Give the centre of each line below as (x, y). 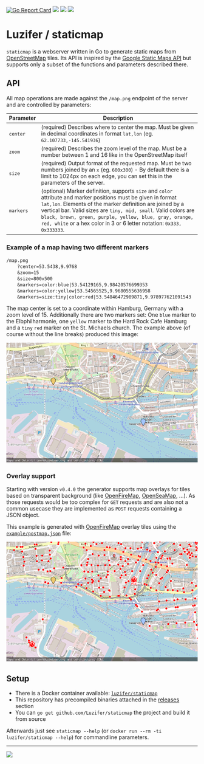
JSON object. (23, 515)
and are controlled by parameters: (49, 105)
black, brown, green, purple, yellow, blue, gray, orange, (117, 218)
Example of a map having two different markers (78, 247)
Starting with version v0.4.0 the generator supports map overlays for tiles (98, 489)
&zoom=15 (28, 273)
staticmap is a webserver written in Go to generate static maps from (91, 51)
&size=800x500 (35, 279)
